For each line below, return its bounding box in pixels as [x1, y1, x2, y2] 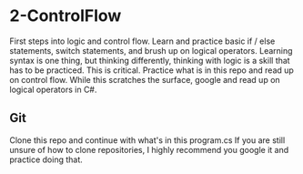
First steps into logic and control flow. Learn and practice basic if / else [9, 36, 276, 46]
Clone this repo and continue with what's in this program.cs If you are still [9, 134, 286, 146]
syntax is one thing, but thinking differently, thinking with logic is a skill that [9, 55, 290, 66]
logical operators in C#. [9, 84, 97, 95]
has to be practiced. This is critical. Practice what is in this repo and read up [9, 65, 294, 76]
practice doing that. [9, 154, 84, 165]
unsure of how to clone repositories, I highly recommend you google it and [9, 144, 289, 155]
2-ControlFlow [9, 5, 122, 26]
